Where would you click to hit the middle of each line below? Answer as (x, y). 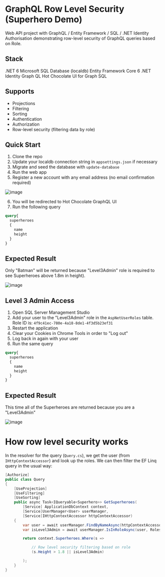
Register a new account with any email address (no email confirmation (83, 177)
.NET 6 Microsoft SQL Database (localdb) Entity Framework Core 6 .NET (78, 71)
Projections (24, 103)
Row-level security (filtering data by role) (54, 129)
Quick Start (23, 145)
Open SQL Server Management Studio (51, 312)
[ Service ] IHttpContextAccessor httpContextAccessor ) (78, 516)
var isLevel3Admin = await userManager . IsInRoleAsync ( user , (85, 530)
